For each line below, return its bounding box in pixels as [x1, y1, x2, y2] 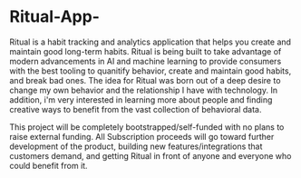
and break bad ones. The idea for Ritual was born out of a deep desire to [9, 74, 281, 85]
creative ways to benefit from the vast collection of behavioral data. [9, 104, 262, 114]
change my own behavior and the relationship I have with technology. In [9, 84, 278, 95]
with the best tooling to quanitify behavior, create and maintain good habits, [9, 65, 292, 76]
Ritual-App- [9, 6, 100, 27]
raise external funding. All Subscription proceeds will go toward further [9, 131, 275, 142]
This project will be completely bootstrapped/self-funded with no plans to [9, 121, 285, 133]
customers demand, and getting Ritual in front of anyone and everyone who [9, 150, 292, 161]
